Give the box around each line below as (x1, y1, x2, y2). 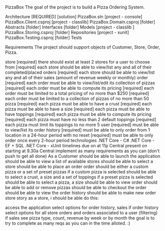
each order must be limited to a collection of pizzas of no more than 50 (5, 96, 149, 101)
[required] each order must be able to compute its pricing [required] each (5, 85, 154, 91)
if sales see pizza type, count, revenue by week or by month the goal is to (5, 215, 155, 221)
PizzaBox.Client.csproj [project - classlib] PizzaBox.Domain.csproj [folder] (5, 19, 155, 25)
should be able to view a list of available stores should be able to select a (5, 159, 154, 164)
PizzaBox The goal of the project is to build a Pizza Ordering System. (5, 4, 145, 10)
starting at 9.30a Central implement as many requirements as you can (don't (5, 148, 160, 154)
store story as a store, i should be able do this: (5, 195, 99, 201)
